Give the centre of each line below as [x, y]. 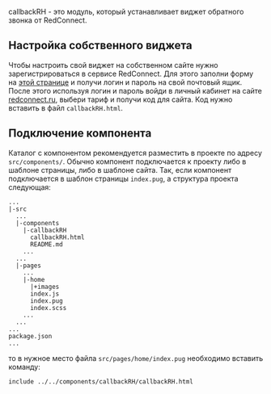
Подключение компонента [80, 134]
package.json [30, 336]
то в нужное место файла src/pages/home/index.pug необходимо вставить [136, 358]
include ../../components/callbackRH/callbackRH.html [101, 381]
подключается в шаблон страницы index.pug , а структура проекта [123, 178]
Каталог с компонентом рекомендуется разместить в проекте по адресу [135, 153]
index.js [44, 294]
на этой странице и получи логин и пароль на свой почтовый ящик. [125, 82]
